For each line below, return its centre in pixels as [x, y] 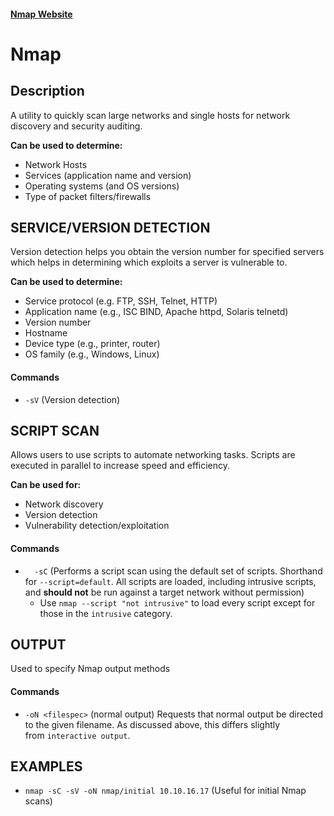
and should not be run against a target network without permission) [164, 592]
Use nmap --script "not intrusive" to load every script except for [177, 602]
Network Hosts [56, 164]
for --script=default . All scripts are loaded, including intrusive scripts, [170, 581]
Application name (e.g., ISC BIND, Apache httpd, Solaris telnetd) [156, 312]
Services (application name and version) [108, 175]
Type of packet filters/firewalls [88, 196]
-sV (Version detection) [72, 399]
